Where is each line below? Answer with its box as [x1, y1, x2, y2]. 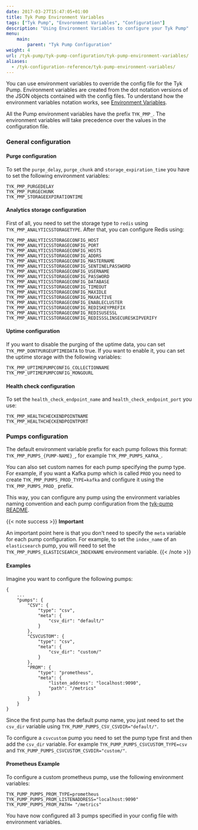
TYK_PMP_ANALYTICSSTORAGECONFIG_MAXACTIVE [6, 294, 112, 300]
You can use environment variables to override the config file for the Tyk [6, 80, 183, 87]
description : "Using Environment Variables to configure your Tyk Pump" [6, 25, 189, 31]
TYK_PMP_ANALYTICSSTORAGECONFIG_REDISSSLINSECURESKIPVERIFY [6, 315, 158, 321]
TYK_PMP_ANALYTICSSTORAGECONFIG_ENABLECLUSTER [6, 299, 123, 305]
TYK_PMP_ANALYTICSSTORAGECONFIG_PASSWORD [6, 273, 110, 279]
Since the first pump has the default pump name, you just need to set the [6, 716, 184, 723]
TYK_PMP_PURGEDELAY [6, 183, 54, 190]
